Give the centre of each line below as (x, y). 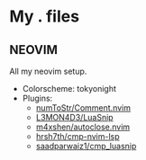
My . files (44, 17)
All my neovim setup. (48, 71)
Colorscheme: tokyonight (69, 89)
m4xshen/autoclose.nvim (83, 127)
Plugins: (37, 98)
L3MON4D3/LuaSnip (75, 117)
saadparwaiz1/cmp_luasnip (86, 146)
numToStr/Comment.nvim (83, 108)
